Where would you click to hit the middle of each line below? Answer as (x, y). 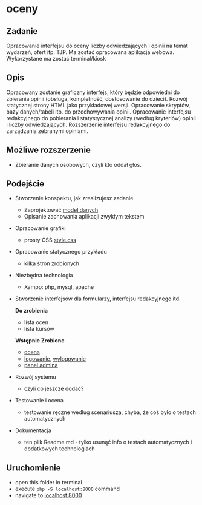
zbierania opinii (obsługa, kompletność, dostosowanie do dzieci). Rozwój (97, 98)
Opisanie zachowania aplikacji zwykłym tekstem (84, 217)
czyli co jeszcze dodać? (54, 389)
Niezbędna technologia (44, 276)
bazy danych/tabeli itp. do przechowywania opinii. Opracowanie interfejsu (99, 112)
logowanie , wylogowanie (55, 359)
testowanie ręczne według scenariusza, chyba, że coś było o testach (110, 412)
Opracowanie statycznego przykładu (61, 252)
